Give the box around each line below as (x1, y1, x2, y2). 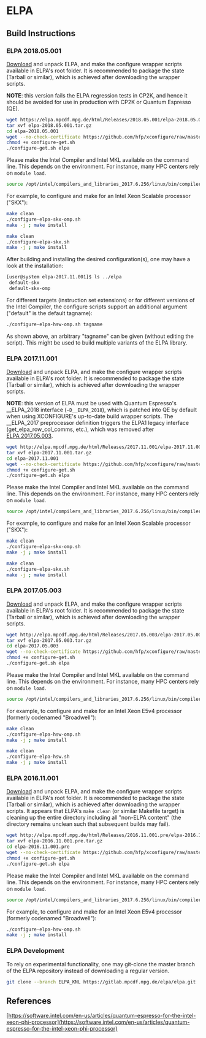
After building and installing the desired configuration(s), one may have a (6, 256, 191, 263)
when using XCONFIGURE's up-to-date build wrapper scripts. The (6, 413, 174, 420)
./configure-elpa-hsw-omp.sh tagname (6, 321, 103, 327)
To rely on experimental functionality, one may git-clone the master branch (6, 960, 195, 967)
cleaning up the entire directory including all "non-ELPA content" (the (6, 814, 181, 822)
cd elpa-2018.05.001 (6, 128, 59, 134)
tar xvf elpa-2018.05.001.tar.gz (6, 122, 92, 129)
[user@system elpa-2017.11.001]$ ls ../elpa (6, 274, 122, 280)
